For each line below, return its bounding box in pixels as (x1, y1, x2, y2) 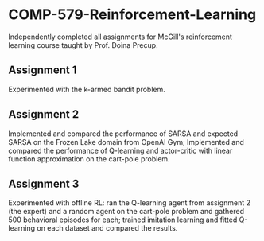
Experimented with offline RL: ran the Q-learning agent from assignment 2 (8, 198, 251, 208)
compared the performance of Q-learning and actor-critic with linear (8, 146, 233, 155)
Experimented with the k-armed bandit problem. (8, 84, 165, 94)
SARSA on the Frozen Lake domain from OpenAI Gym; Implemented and (8, 137, 244, 146)
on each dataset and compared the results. (37, 224, 178, 233)
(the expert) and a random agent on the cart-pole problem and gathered (8, 207, 245, 216)
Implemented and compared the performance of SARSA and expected (8, 129, 239, 138)
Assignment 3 (8, 177, 80, 190)
